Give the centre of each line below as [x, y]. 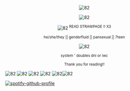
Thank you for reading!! [84, 64]
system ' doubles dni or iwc [84, 55]
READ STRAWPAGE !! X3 [90, 26]
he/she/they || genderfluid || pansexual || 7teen [84, 37]
